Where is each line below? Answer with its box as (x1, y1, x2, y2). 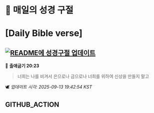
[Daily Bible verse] (5, 28, 83, 39)
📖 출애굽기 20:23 (5, 63, 39, 69)
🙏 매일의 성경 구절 (5, 4, 74, 16)
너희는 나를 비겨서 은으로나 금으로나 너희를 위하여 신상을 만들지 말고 (17, 73, 150, 80)
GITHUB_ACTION (5, 100, 60, 109)
